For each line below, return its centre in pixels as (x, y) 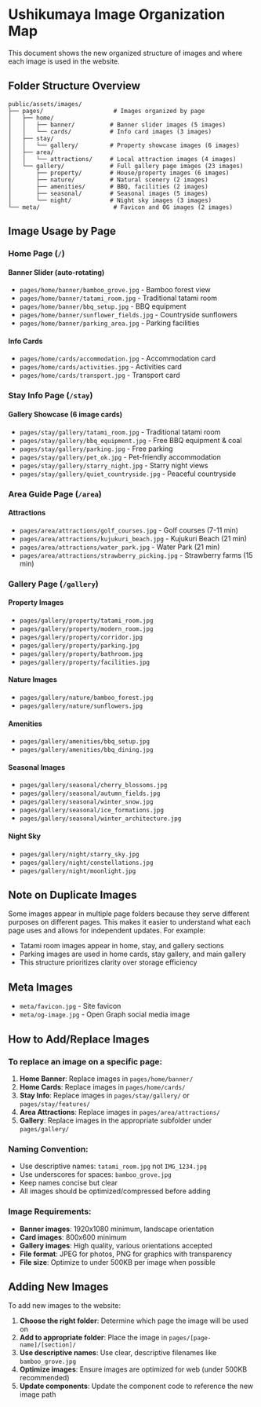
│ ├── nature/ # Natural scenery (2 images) (109, 180)
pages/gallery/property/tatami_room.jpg (86, 621)
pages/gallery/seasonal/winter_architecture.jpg (100, 819)
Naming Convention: (48, 1149)
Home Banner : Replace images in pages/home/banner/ (106, 1079)
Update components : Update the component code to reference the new (136, 1386)
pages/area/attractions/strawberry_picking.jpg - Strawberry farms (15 (136, 555)
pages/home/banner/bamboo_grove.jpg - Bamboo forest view (115, 290)
